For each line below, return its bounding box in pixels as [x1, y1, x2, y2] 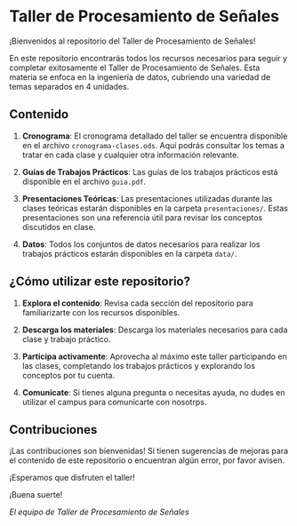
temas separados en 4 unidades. [9, 81, 130, 92]
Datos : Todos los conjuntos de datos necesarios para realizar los [21, 238, 261, 250]
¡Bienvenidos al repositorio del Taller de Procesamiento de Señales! [9, 36, 256, 46]
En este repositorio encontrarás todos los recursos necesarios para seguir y [9, 52, 287, 63]
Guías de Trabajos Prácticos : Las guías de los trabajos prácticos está [21, 166, 278, 177]
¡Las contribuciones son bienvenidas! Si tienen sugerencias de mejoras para [9, 446, 289, 457]
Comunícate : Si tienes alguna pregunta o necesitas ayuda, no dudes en [21, 387, 285, 397]
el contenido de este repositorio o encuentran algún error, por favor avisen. [9, 455, 285, 466]
